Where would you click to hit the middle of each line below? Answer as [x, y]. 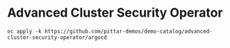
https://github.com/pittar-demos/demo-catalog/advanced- [129, 31]
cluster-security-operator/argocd [57, 37]
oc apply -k [24, 31]
